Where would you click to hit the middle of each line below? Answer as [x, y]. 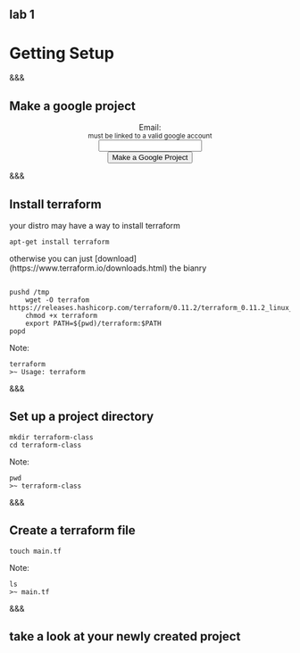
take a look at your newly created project [125, 636]
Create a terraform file [72, 531]
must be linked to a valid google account [150, 136]
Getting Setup [62, 53]
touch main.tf [36, 551]
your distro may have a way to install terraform [95, 225]
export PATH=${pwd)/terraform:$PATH [94, 323]
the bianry [188, 268]
